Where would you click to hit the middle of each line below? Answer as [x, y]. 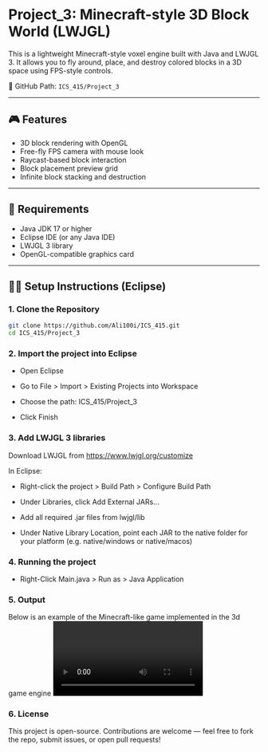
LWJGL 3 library [46, 246]
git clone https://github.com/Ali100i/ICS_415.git [94, 326]
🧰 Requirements [49, 209]
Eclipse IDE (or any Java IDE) [67, 237]
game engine [30, 693]
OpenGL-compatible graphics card [77, 254]
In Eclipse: [25, 470]
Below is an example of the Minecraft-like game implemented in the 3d [124, 617]
